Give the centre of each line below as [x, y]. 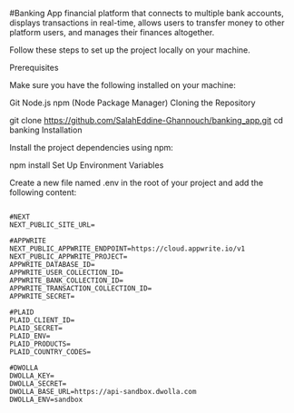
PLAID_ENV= [30, 336]
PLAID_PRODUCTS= [40, 344]
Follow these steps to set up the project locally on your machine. [130, 50]
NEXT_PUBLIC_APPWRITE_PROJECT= [69, 257]
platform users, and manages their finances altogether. [112, 32]
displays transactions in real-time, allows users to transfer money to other [147, 23]
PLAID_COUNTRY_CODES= [50, 352]
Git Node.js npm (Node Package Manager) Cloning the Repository [132, 103]
